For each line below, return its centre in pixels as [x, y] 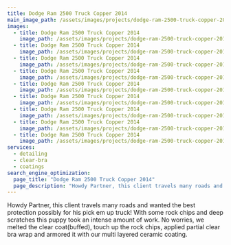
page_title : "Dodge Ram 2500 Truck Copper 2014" [84, 179]
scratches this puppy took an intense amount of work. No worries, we [106, 220]
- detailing [31, 154]
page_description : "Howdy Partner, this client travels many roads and [118, 186]
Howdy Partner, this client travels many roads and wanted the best [101, 205]
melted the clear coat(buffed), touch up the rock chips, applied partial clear [114, 227]
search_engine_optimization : [49, 173]
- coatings [29, 166]
